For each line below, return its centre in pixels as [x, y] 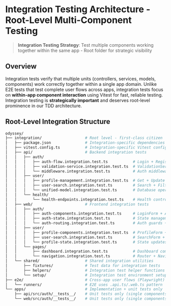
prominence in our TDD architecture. [44, 106]
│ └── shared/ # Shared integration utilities [79, 261]
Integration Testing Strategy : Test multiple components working [85, 45]
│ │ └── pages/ [26, 247]
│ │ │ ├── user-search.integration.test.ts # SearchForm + [85, 237]
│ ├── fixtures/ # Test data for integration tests [83, 266]
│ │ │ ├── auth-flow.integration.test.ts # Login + [79, 162]
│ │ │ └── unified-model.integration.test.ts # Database [81, 190]
